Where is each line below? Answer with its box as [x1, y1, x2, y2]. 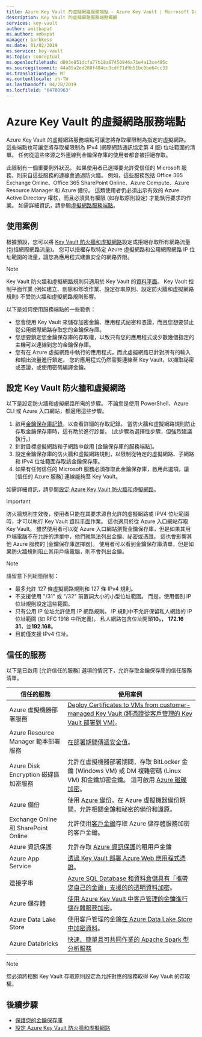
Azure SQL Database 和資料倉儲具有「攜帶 [67, 874, 188, 883]
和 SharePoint [9, 824, 48, 832]
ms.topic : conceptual [6, 54, 61, 60]
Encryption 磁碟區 [9, 771, 60, 779]
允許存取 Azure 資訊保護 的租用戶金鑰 [67, 843, 173, 851]
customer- [159, 701, 191, 709]
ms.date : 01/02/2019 [6, 43, 58, 49]
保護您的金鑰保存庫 [14, 1017, 63, 1024]
